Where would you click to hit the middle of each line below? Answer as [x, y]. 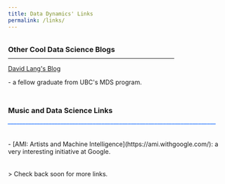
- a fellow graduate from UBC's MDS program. [75, 82]
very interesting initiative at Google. [59, 151]
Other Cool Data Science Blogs [62, 50]
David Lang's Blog [34, 68]
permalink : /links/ [37, 20]
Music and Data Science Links [60, 110]
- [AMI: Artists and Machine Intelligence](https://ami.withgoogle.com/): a [113, 144]
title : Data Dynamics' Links [51, 14]
